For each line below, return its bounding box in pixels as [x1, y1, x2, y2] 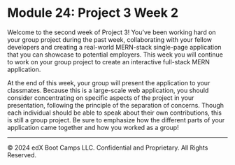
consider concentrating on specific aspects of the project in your [7, 93, 194, 102]
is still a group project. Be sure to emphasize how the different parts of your [7, 115, 225, 124]
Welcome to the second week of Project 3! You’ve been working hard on [7, 28, 216, 36]
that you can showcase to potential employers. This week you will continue [7, 50, 224, 59]
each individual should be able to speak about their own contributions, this [7, 108, 222, 117]
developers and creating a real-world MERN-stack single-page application [7, 43, 222, 51]
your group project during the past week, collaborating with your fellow [7, 35, 212, 43]
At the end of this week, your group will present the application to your [7, 78, 211, 87]
